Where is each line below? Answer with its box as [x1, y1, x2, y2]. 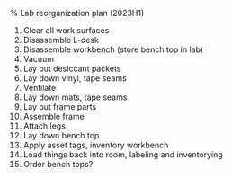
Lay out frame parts [22, 102, 97, 111]
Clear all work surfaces [22, 25, 110, 35]
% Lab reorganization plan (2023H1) [10, 8, 145, 18]
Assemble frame [22, 111, 85, 121]
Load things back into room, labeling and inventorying [22, 149, 223, 160]
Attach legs [22, 120, 67, 131]
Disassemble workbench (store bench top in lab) [22, 44, 204, 55]
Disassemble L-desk [22, 35, 100, 45]
